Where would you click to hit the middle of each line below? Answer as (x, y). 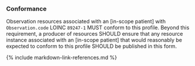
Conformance (27, 9)
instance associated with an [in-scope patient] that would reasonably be (94, 40)
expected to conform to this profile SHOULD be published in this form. (92, 46)
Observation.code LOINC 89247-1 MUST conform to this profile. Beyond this (98, 27)
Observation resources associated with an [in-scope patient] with (86, 22)
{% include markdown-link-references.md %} (61, 58)
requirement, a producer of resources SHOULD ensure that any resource (95, 34)
